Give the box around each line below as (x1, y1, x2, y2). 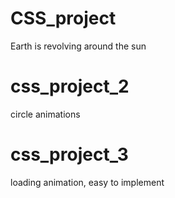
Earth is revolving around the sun (10, 40, 147, 52)
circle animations (10, 108, 81, 120)
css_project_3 (10, 143, 129, 166)
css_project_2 (10, 75, 130, 98)
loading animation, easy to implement (10, 176, 165, 188)
